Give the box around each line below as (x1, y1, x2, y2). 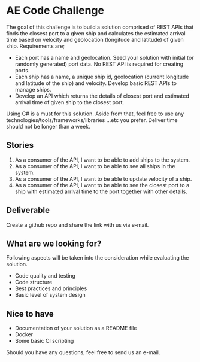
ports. (14, 66, 30, 74)
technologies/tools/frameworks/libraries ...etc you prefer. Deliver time (6, 116, 178, 123)
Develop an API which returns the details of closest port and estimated (14, 92, 190, 99)
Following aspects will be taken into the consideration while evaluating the (6, 254, 189, 261)
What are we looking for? (6, 238, 102, 248)
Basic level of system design (14, 291, 86, 299)
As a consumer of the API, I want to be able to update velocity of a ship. (14, 175, 192, 182)
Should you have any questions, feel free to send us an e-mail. (6, 349, 160, 356)
